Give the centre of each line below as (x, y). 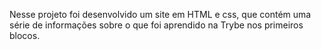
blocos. (25, 35)
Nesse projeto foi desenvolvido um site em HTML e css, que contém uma (160, 14)
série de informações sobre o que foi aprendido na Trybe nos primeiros (156, 25)
